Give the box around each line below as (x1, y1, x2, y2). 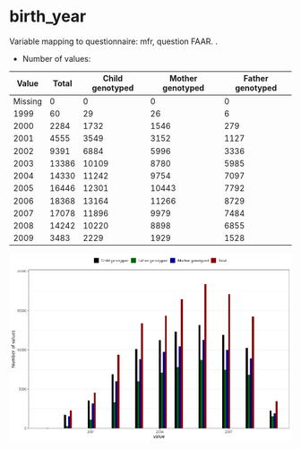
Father (243, 73, 269, 84)
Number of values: (21, 53, 91, 64)
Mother (168, 73, 198, 84)
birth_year (9, 6, 87, 27)
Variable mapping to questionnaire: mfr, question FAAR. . (9, 36, 218, 47)
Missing (13, 96, 43, 107)
